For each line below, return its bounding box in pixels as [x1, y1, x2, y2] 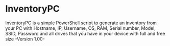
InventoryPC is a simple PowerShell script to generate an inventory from [5, 20, 157, 26]
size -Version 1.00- [5, 36, 45, 42]
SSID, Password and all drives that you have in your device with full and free [5, 30, 165, 36]
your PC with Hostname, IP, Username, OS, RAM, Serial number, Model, [5, 25, 156, 31]
